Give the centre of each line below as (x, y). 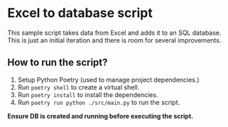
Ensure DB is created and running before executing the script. (101, 116)
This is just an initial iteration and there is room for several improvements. (114, 40)
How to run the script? (58, 63)
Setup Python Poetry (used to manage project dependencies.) (109, 79)
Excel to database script (80, 13)
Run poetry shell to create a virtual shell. (78, 87)
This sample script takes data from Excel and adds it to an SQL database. (114, 33)
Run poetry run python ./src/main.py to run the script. (99, 102)
